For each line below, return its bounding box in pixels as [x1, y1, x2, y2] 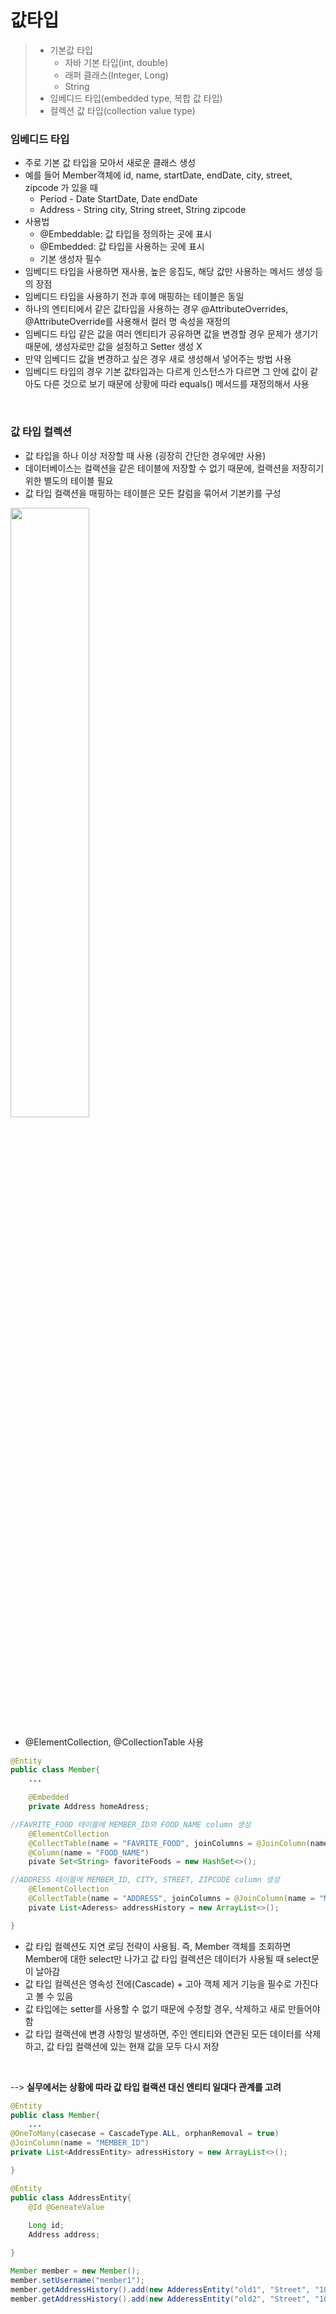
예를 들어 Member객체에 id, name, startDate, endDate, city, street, [24, 169, 293, 181]
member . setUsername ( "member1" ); [10, 2275, 145, 2285]
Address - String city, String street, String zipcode [39, 204, 247, 216]
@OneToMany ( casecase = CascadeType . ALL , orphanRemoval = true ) [10, 2129, 280, 2139]
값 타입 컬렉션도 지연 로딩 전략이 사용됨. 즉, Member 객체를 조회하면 [24, 1940, 292, 1952]
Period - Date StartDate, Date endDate [39, 193, 198, 205]
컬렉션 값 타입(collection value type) [49, 104, 196, 116]
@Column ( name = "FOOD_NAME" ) [28, 1847, 150, 1858]
